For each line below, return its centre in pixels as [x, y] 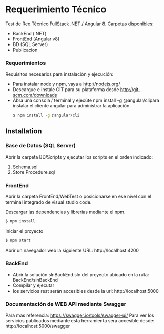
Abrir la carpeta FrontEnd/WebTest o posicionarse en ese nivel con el [78, 197]
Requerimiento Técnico [56, 9]
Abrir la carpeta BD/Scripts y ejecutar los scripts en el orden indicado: [79, 157]
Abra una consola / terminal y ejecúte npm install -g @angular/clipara [86, 100]
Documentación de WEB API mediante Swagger [66, 304]
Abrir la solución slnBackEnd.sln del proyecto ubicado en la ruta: [81, 275]
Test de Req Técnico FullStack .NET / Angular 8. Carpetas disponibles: [79, 24]
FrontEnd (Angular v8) [36, 39]
